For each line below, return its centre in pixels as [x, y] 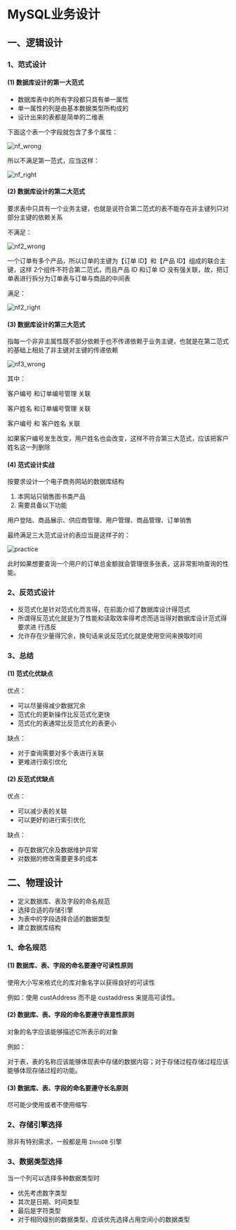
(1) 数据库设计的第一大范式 [46, 82]
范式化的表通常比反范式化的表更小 [67, 723]
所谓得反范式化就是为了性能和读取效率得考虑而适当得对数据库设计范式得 [122, 618]
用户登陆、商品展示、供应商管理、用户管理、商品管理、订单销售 [99, 520]
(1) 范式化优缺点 [30, 674]
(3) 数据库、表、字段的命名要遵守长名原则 [68, 1088]
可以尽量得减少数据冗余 [51, 705]
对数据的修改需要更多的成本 [58, 858]
